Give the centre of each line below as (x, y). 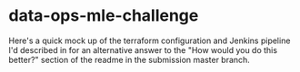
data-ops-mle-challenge (104, 16)
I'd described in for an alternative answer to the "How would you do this (143, 49)
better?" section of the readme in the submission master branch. (130, 59)
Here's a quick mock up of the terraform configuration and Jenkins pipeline (150, 40)
